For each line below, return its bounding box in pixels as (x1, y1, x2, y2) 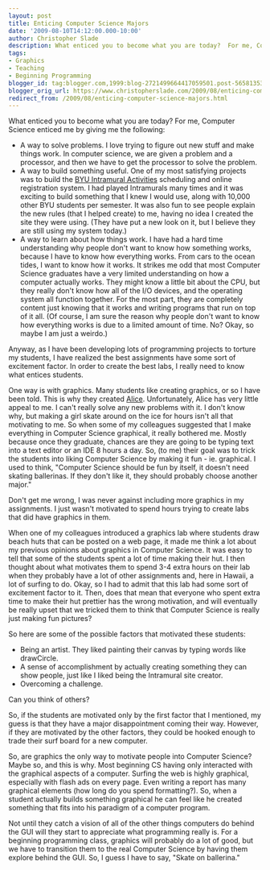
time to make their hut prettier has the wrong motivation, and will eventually (8, 597, 258, 607)
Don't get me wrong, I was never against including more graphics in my (8, 495, 244, 505)
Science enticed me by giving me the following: (8, 125, 166, 135)
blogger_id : (8, 79, 48, 87)
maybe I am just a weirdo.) (19, 329, 108, 338)
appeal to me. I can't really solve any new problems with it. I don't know (8, 403, 245, 412)
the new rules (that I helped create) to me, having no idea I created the (19, 209, 254, 218)
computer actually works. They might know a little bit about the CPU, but (19, 277, 260, 287)
